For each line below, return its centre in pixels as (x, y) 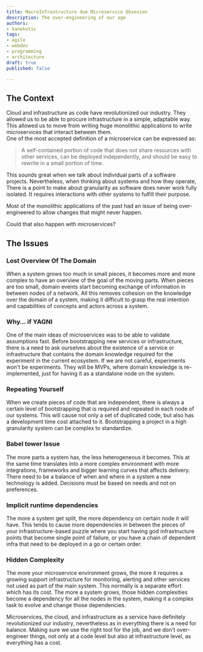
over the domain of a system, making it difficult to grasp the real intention (98, 299)
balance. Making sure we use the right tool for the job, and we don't (91, 630)
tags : (13, 35)
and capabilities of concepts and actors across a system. (78, 306)
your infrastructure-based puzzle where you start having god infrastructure (101, 531)
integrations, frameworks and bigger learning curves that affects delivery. (98, 470)
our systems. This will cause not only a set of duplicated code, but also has (100, 415)
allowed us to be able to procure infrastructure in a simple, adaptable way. (99, 119)
